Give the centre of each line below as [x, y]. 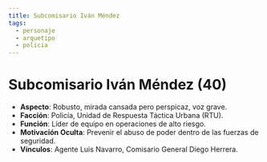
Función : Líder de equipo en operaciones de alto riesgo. [113, 124]
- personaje [36, 30]
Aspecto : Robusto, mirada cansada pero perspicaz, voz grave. [123, 107]
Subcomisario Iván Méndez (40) [117, 85]
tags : [17, 23]
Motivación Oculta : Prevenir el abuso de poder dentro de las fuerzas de [139, 132]
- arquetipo [36, 38]
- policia [32, 45]
